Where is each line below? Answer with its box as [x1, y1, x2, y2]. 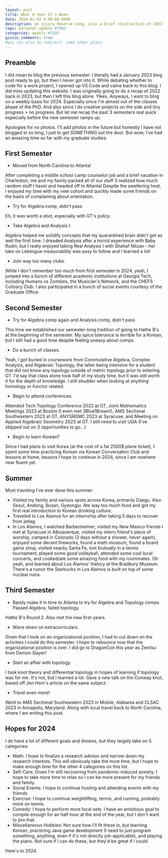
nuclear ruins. [12, 572, 41, 577]
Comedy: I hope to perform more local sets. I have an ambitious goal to [12, 806, 159, 812]
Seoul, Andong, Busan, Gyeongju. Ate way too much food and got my [12, 502, 156, 508]
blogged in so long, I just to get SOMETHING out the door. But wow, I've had [5, 129, 162, 135]
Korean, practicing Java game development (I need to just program [12, 827, 151, 833]
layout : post [5, 7, 33, 13]
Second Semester [5, 304, 63, 312]
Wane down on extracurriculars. [12, 624, 79, 630]
